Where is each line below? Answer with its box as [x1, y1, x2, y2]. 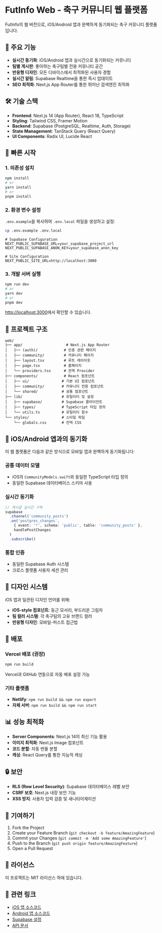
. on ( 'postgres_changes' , [9, 518, 60, 523]
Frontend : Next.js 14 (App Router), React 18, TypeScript [12, 113, 124, 119]
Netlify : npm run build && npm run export [12, 696, 96, 702]
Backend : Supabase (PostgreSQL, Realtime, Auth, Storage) [12, 123, 131, 129]
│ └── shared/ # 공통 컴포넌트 [5, 389, 89, 394]
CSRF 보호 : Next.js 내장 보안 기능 [12, 790, 76, 795]
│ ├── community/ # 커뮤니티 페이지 [5, 353, 94, 358]
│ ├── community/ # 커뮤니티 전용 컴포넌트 [5, 384, 104, 389]
